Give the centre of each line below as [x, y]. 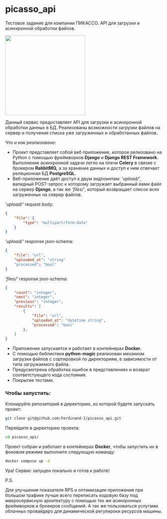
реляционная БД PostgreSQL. [44, 173]
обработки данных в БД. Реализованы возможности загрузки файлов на [83, 127]
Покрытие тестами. [33, 380]
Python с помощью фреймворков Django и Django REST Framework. [85, 157]
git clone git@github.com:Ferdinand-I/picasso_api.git [63, 418]
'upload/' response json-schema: [39, 242]
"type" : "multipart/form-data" [56, 223]
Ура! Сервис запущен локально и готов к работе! [58, 471]
